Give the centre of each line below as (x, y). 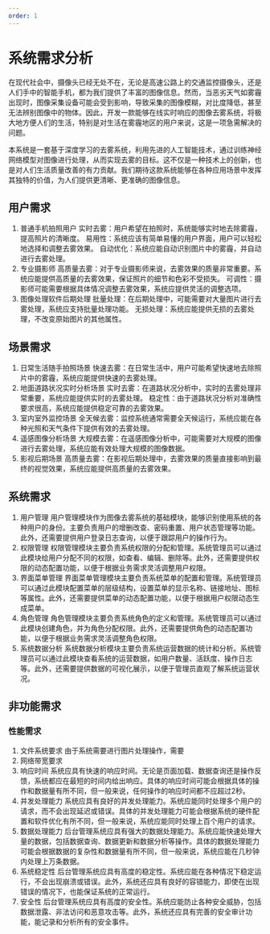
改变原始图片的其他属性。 (84, 319)
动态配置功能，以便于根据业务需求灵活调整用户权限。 (122, 568)
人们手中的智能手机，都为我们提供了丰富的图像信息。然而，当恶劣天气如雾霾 (135, 92)
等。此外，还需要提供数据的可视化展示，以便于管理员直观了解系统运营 (136, 668)
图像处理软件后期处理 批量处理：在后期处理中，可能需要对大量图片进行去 (141, 299)
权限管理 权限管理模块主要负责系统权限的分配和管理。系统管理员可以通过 (141, 548)
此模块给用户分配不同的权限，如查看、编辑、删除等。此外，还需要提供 (136, 558)
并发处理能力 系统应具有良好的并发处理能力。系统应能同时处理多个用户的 (141, 801)
